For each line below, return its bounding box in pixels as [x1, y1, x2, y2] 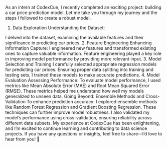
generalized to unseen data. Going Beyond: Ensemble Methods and [5, 93, 144, 99]
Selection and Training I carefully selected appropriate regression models [5, 61, 157, 67]
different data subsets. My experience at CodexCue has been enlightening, [5, 120, 160, 126]
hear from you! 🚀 [5, 136, 40, 142]
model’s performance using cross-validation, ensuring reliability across [5, 115, 152, 120]
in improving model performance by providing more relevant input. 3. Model [5, 56, 162, 62]
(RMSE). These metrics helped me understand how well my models [5, 88, 144, 94]
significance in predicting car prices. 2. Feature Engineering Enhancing [5, 40, 152, 46]
